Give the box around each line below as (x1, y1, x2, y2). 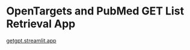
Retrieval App (6, 17, 76, 31)
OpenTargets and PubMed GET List (6, 4, 185, 18)
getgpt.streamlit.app (6, 37, 57, 44)
